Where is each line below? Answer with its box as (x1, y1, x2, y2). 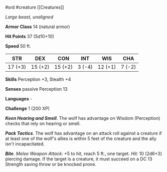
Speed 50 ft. (5, 43, 31, 49)
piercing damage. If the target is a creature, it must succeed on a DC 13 (5, 156, 152, 162)
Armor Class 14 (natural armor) (5, 24, 70, 30)
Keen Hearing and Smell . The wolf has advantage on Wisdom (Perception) (5, 115, 160, 121)
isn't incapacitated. (5, 141, 45, 147)
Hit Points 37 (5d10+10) (5, 34, 54, 39)
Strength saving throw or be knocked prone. (5, 161, 97, 167)
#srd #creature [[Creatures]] (5, 5, 64, 10)
